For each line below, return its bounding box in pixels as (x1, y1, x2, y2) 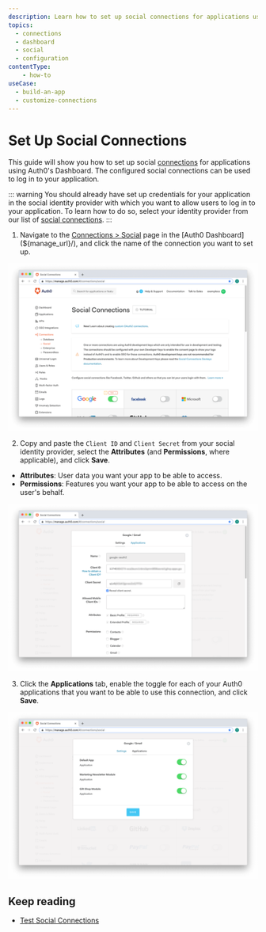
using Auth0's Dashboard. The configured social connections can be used (8, 166, 251, 176)
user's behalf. (19, 487, 65, 496)
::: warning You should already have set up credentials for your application (8, 190, 251, 200)
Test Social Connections (19, 915, 100, 925)
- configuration (15, 55, 69, 63)
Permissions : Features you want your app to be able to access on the (19, 479, 248, 489)
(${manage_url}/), (19, 238, 78, 249)
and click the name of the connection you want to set (79, 238, 253, 249)
